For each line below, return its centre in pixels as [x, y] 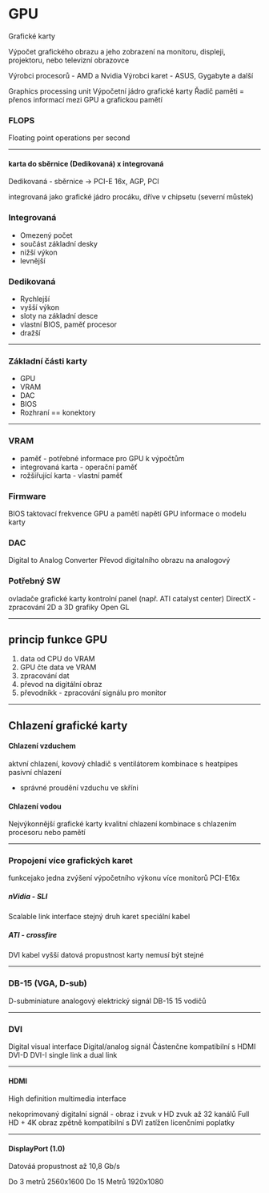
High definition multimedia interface [67, 1099]
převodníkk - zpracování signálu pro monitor [93, 693]
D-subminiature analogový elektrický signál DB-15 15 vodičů [107, 1001]
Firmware [27, 496]
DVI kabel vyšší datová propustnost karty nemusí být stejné [106, 955]
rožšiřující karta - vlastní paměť [71, 475]
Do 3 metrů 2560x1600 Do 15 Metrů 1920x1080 [86, 1182]
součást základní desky [59, 243]
